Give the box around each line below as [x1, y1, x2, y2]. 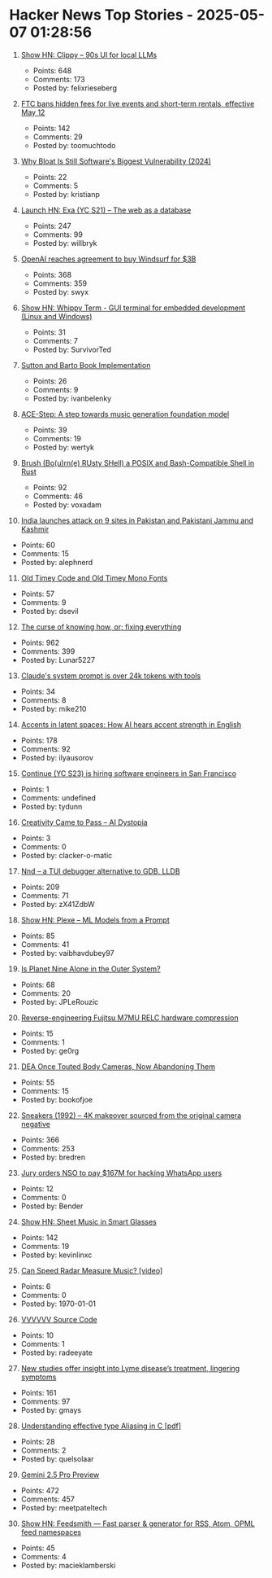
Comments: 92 [20, 743, 71, 754]
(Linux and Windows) [20, 311, 93, 321]
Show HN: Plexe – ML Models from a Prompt [20, 914, 170, 925]
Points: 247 [32, 221, 71, 230]
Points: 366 [20, 1134, 60, 1145]
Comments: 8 [20, 695, 67, 705]
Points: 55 [20, 1077, 55, 1087]
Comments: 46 [32, 491, 84, 501]
